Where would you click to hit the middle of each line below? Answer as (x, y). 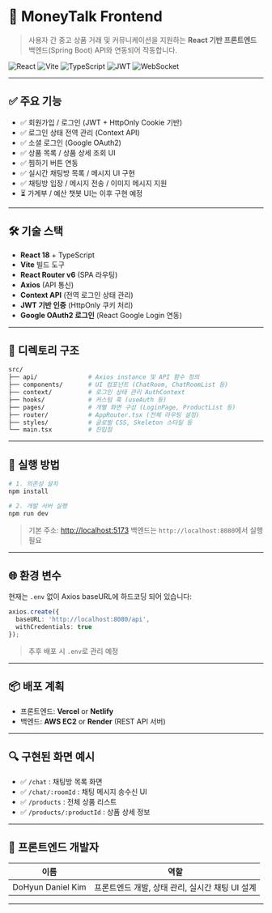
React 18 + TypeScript (57, 255)
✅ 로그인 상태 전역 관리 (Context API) (80, 132)
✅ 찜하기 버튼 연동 (49, 163)
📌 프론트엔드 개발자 (54, 847)
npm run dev (28, 513)
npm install (28, 491)
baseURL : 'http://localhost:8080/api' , (83, 620)
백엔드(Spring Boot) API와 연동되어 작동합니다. (103, 50)
